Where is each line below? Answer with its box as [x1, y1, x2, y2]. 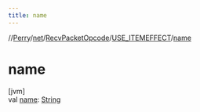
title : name [8, 11, 47, 20]
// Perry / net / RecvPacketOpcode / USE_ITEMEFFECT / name [8, 33, 192, 42]
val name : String [8, 95, 61, 104]
